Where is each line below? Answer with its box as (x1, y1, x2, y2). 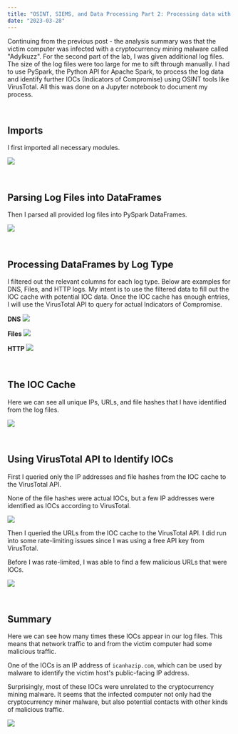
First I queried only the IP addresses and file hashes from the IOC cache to (7, 472, 227, 481)
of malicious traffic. (7, 705, 64, 714)
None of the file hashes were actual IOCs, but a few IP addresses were (7, 494, 215, 502)
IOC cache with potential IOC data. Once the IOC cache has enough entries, (7, 292, 230, 301)
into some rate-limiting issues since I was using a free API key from (7, 536, 205, 545)
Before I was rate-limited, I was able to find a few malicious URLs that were (7, 557, 227, 566)
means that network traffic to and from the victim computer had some (7, 640, 212, 648)
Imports (7, 124, 43, 137)
